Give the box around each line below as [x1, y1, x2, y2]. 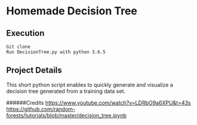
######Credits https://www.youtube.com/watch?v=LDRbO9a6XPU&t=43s [6, 99, 192, 106]
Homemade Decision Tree [6, 4, 138, 18]
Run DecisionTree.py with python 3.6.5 [6, 49, 106, 55]
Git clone [6, 44, 31, 50]
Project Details [6, 65, 62, 75]
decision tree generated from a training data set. [6, 87, 126, 94]
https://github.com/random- [6, 105, 76, 112]
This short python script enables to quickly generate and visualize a [6, 81, 174, 88]
